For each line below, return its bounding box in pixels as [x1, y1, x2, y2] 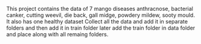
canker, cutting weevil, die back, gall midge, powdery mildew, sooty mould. [6, 11, 196, 19]
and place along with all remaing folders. [6, 31, 109, 38]
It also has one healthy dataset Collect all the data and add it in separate [6, 18, 188, 25]
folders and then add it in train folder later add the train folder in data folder [6, 24, 196, 31]
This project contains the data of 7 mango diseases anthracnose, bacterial [6, 5, 194, 12]
